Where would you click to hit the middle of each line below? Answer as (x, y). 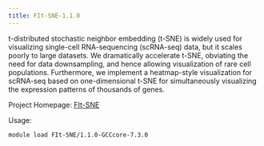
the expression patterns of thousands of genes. (87, 89)
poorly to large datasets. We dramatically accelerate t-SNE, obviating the (128, 55)
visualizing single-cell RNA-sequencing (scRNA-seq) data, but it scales (125, 47)
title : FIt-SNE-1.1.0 (44, 16)
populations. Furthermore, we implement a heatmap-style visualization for (130, 72)
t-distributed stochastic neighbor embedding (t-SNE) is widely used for (125, 38)
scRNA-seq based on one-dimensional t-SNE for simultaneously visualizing (133, 81)
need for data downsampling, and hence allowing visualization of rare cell (130, 64)
